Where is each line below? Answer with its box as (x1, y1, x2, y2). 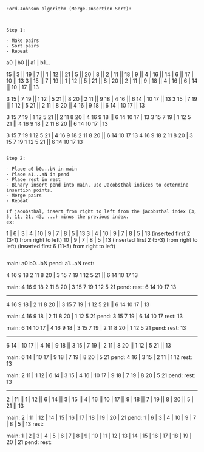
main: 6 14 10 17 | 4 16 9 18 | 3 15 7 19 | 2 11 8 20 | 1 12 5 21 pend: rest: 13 (6, 324, 186, 331)
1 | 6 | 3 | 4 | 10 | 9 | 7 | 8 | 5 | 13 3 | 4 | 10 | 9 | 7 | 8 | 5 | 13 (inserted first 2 (6, 230, 191, 237)
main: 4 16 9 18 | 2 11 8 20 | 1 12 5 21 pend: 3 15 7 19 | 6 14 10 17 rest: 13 (6, 313, 183, 320)
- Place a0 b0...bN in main (6, 166, 78, 172)
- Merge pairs (6, 193, 42, 199)
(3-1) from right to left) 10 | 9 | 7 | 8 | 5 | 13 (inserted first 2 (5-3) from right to (6, 236, 198, 243)
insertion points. (6, 187, 53, 193)
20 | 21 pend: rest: (6, 439, 52, 446)
